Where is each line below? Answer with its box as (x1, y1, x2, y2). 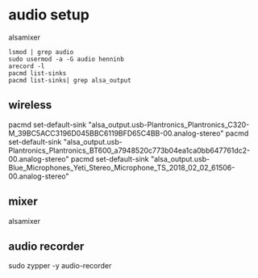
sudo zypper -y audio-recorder (8, 261, 112, 271)
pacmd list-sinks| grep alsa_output (8, 76, 131, 84)
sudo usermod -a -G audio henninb (8, 55, 125, 63)
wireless (8, 99, 52, 112)
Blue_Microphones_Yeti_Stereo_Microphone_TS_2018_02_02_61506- (8, 162, 235, 172)
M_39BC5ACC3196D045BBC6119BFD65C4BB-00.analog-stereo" (8, 128, 224, 138)
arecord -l (8, 62, 45, 70)
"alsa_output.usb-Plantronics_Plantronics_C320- (88, 120, 250, 129)
